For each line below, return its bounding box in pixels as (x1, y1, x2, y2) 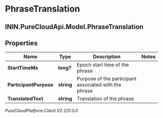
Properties (5, 39, 38, 47)
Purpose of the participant (77, 75, 137, 82)
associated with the (77, 81, 121, 88)
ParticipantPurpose (7, 81, 53, 88)
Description (93, 53, 121, 60)
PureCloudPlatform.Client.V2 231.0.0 (5, 108, 79, 114)
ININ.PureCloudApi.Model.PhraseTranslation (5, 23, 144, 31)
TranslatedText (7, 95, 44, 102)
